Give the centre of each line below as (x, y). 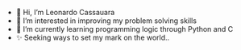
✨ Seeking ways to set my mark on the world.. (93, 37)
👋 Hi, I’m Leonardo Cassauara (65, 12)
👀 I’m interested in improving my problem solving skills (106, 21)
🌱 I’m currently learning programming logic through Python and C (125, 29)
